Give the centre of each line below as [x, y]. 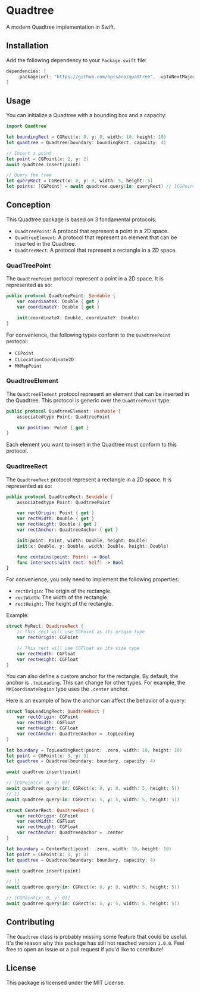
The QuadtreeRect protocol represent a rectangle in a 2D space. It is [89, 480]
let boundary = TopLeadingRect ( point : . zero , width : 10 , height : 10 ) [94, 750]
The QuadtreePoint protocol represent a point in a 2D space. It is [85, 279]
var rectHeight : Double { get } [57, 524]
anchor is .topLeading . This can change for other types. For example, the [96, 683]
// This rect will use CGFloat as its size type [78, 648]
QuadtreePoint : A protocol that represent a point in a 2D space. [92, 231]
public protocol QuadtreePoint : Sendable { [61, 296]
